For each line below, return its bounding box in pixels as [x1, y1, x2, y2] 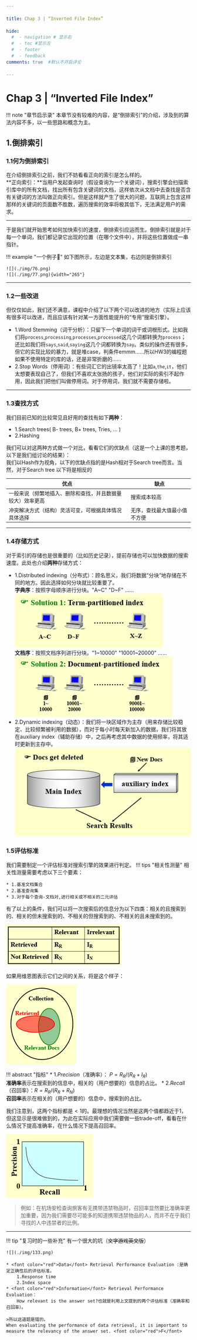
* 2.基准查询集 [6, 888, 39, 894]
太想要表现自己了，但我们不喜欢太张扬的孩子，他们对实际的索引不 [14, 371, 174, 378]
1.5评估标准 [6, 847, 39, 855]
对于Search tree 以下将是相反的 [16, 466, 93, 473]
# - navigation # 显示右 [11, 34, 72, 41]
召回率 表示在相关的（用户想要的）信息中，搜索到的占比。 [6, 1095, 145, 1102]
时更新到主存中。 [14, 740, 56, 747]
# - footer [11, 47, 41, 53]
